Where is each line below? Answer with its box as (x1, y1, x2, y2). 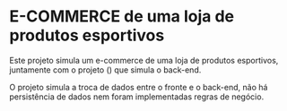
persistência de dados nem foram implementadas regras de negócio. (9, 91, 265, 102)
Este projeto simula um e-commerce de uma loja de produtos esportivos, (9, 55, 279, 65)
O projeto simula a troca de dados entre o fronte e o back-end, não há (9, 81, 268, 92)
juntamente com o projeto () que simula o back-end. (9, 64, 202, 75)
